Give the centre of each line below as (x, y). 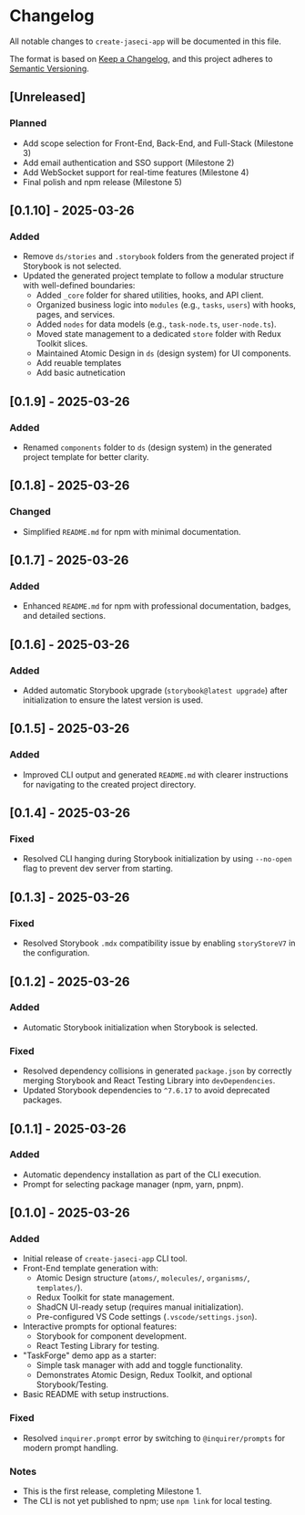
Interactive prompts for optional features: (100, 1327)
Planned (28, 123)
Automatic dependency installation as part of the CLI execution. (142, 1175)
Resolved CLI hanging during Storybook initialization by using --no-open (158, 859)
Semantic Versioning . (49, 68)
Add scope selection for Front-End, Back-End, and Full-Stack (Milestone (158, 143)
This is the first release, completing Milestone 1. (112, 1491)
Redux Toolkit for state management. (105, 1298)
